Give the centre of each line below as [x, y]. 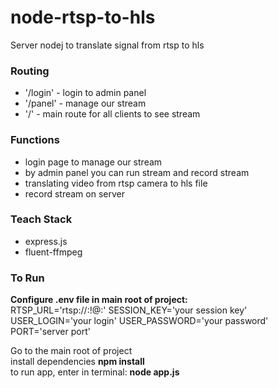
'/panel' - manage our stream [85, 103]
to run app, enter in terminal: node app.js [95, 372]
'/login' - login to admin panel [85, 93]
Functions [35, 140]
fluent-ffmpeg [53, 252]
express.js [46, 241]
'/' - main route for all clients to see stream [112, 114]
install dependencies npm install [77, 362]
